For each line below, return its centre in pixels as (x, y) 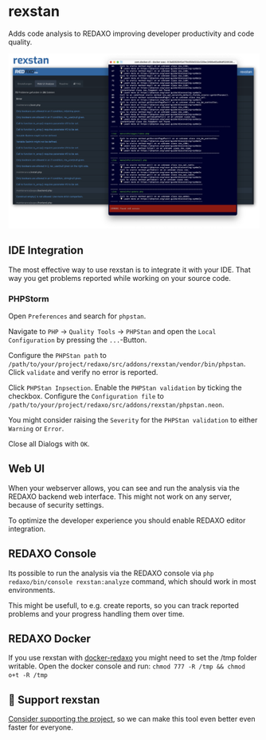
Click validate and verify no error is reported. (83, 372)
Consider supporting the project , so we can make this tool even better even (132, 719)
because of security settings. (56, 504)
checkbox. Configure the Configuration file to (86, 395)
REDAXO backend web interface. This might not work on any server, (120, 497)
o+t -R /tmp (28, 676)
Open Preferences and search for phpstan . (77, 316)
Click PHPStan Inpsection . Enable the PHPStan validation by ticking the (125, 388)
